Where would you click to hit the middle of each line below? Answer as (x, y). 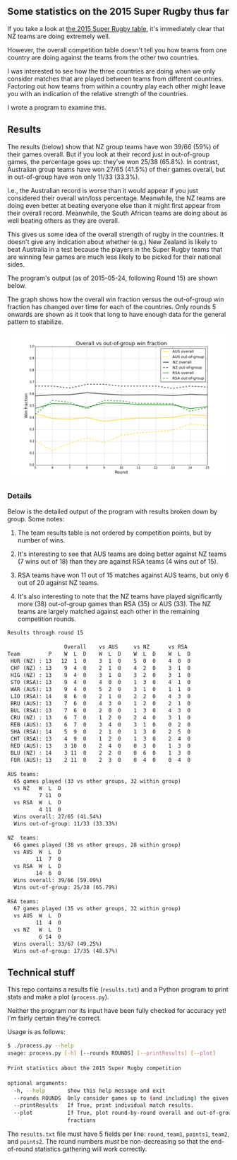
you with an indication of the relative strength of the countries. (98, 93)
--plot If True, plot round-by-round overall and (104, 1113)
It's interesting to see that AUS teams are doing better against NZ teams (122, 554)
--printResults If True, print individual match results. (104, 1106)
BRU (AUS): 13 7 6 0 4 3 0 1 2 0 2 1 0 (101, 703)
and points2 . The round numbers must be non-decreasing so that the (108, 1142)
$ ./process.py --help (41, 1046)
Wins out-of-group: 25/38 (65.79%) (66, 887)
